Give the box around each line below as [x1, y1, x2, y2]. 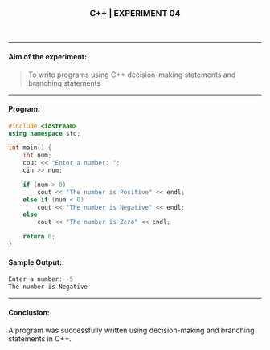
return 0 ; [22, 233, 56, 241]
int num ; [22, 152, 52, 160]
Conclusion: [8, 307, 51, 317]
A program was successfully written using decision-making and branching [8, 325, 255, 336]
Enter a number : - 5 [8, 275, 74, 283]
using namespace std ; [8, 129, 81, 137]
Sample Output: [8, 257, 63, 267]
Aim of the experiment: [8, 51, 87, 61]
